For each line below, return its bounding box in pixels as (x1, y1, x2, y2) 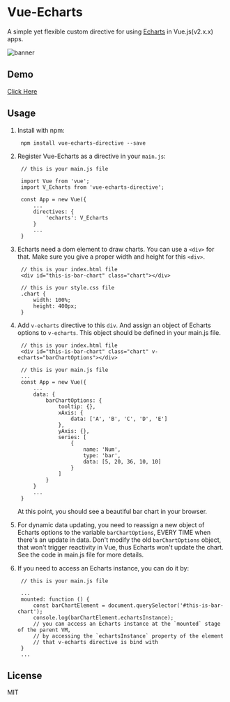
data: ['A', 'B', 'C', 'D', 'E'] (70, 415, 168, 422)
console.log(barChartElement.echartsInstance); (33, 614, 174, 621)
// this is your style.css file (20, 284, 115, 291)
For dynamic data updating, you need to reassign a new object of (17, 520, 205, 529)
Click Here (7, 87, 38, 95)
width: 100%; (33, 296, 71, 303)
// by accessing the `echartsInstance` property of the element (33, 632, 224, 640)
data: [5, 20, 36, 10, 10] (83, 458, 162, 465)
